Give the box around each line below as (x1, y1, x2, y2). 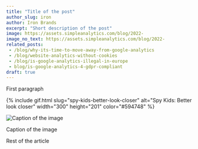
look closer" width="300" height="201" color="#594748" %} (6, 103, 155, 110)
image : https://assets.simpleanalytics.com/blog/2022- (6, 31, 144, 37)
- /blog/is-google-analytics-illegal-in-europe (8, 58, 128, 64)
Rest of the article (6, 137, 50, 145)
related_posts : (6, 42, 44, 48)
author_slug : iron (6, 14, 51, 20)
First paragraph (6, 85, 44, 92)
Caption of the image (6, 126, 57, 133)
